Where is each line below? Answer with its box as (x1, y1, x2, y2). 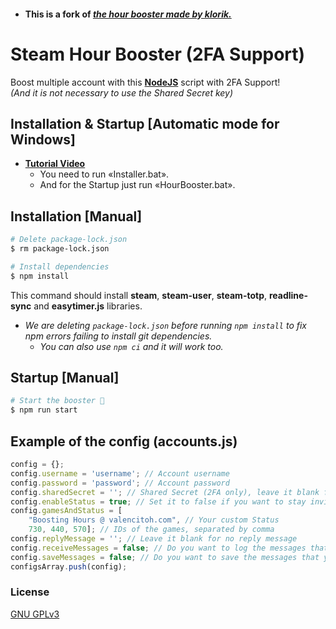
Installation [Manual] (10, 208, 143, 225)
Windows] (10, 131, 76, 148)
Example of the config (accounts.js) (10, 433, 238, 450)
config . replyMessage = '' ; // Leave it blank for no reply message (10, 534, 298, 544)
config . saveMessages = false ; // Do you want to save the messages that (10, 552, 320, 562)
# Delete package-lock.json (10, 235, 128, 245)
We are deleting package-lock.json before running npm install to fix (24, 319, 308, 331)
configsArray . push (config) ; (10, 561, 128, 572)
